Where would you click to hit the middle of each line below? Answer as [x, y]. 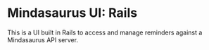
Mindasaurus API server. [43, 39]
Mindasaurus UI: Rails [72, 13]
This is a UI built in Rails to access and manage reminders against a [105, 32]
